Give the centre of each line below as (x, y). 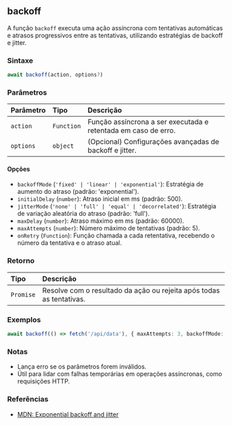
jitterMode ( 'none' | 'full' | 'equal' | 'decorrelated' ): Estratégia (117, 206)
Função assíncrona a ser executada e (148, 122)
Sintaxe (20, 60)
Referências (28, 399)
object (63, 146)
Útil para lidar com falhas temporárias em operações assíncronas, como (119, 374)
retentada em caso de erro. (132, 130)
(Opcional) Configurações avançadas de (153, 142)
